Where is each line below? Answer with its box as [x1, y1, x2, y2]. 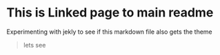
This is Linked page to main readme [6, 5, 214, 21]
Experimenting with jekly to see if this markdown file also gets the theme [6, 27, 213, 36]
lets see [23, 41, 46, 49]
